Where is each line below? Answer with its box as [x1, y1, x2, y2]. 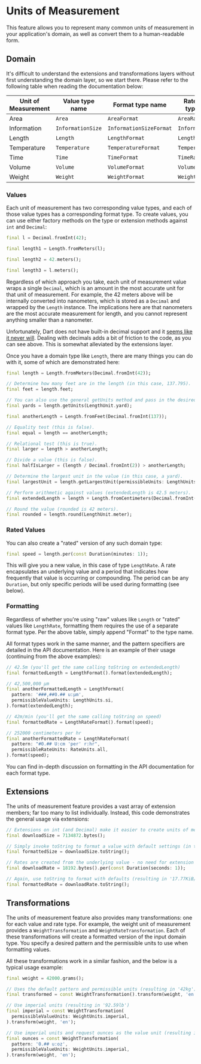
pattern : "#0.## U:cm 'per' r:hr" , [11, 741, 100, 747]
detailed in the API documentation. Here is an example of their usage [6, 646, 176, 653]
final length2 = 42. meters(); [6, 256, 82, 263]
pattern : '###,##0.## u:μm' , [11, 692, 84, 698]
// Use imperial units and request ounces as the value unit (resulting [6, 1030, 191, 1036]
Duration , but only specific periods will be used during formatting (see [6, 581, 179, 588]
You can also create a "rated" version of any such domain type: [6, 539, 163, 547]
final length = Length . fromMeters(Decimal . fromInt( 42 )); [6, 370, 151, 376]
